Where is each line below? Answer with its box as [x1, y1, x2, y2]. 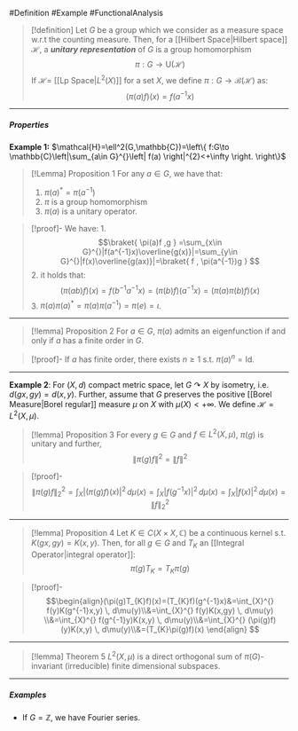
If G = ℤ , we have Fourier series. [21, 712, 140, 722]
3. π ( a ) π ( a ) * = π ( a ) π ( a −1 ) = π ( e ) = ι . [30, 299, 162, 311]
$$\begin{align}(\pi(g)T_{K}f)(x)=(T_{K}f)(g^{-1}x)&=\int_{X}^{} [45, 596, 275, 607]
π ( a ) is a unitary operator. [43, 206, 137, 216]
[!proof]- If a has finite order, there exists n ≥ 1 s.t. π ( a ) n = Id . [30, 352, 255, 365]
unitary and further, [30, 438, 102, 449]
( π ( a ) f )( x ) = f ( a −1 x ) [125, 89, 195, 101]
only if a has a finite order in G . [30, 335, 145, 346]
